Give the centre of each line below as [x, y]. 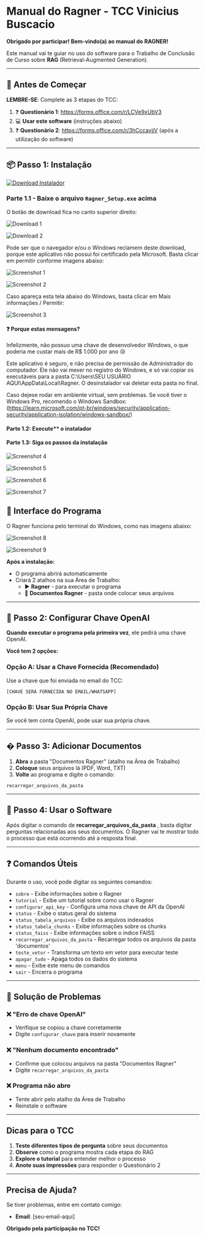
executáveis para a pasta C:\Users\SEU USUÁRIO [69, 377]
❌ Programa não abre [39, 1086]
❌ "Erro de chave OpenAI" [46, 1014]
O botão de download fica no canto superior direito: [72, 212]
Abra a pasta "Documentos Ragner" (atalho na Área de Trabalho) [97, 761]
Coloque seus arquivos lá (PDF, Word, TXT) [70, 767]
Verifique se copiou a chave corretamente [68, 1028]
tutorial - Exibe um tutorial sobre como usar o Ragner [85, 900]
